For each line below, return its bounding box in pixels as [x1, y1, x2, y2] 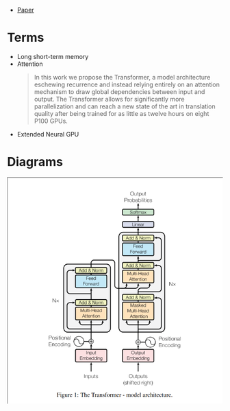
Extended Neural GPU [16, 130, 79, 138]
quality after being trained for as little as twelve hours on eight [34, 109, 209, 117]
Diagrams [7, 154, 64, 170]
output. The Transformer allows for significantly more [34, 95, 185, 103]
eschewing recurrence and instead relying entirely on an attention [34, 80, 220, 89]
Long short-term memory [16, 52, 89, 60]
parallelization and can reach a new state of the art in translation [34, 102, 216, 110]
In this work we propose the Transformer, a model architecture [34, 73, 211, 81]
